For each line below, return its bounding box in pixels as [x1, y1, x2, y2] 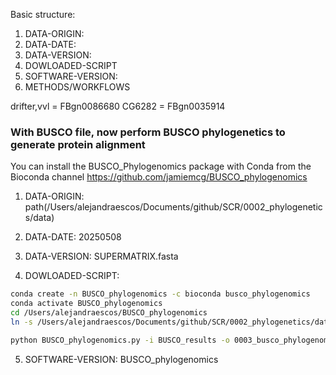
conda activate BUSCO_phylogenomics [10, 299, 163, 309]
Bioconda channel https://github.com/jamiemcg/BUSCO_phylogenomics [10, 171, 308, 183]
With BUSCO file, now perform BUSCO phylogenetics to [10, 125, 286, 139]
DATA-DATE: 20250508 [24, 231, 122, 243]
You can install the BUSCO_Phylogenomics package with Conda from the [10, 160, 312, 173]
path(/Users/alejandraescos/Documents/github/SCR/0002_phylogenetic [24, 201, 323, 213]
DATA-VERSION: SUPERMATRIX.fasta [24, 250, 179, 263]
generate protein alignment [10, 137, 146, 151]
